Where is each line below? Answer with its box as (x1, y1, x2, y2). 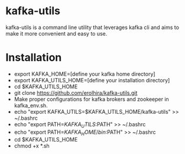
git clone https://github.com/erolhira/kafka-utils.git (14, 89, 138, 96)
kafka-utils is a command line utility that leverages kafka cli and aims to (5, 24, 180, 31)
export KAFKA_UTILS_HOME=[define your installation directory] (14, 76, 170, 84)
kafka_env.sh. (14, 102, 48, 109)
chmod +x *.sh (14, 142, 50, 149)
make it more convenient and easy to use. (5, 30, 108, 37)
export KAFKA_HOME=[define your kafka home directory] (14, 70, 155, 78)
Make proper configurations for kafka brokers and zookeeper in (14, 95, 169, 102)
